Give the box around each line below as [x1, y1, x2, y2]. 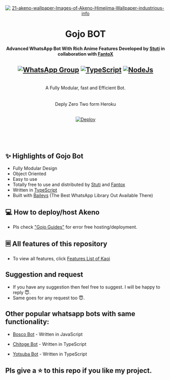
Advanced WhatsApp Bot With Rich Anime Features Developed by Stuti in [6, 45, 165, 52]
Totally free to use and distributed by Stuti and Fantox [12, 181, 126, 188]
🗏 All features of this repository [5, 240, 108, 248]
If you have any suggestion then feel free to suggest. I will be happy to [12, 283, 160, 290]
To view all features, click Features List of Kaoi [12, 255, 110, 262]
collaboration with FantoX [58, 51, 114, 57]
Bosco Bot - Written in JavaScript [12, 331, 83, 337]
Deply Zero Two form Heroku [55, 101, 116, 107]
